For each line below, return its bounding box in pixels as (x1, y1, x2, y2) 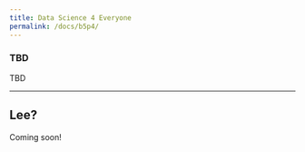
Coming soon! (9, 131, 62, 142)
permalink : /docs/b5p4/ (9, 22, 100, 31)
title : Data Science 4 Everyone (9, 13, 132, 23)
